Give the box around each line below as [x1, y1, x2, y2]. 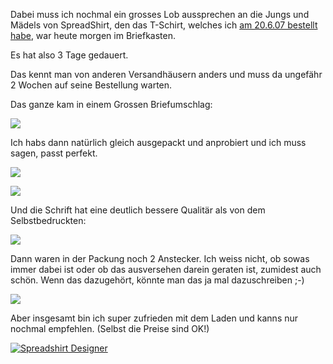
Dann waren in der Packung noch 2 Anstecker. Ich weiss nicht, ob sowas [10, 253, 310, 264]
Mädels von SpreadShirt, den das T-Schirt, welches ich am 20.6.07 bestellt [10, 19, 318, 31]
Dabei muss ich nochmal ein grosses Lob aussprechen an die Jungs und [10, 9, 310, 20]
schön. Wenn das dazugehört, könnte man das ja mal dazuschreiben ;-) [10, 274, 305, 286]
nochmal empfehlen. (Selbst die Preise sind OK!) [10, 323, 210, 334]
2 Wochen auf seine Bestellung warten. [10, 79, 173, 91]
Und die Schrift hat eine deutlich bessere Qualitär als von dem [10, 204, 266, 216]
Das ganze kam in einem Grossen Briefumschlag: [10, 99, 213, 110]
